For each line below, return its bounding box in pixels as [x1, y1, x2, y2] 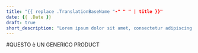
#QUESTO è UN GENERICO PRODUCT [6, 41, 100, 48]
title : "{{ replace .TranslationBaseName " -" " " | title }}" [6, 8, 163, 15]
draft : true [6, 19, 36, 25]
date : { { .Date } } [6, 14, 52, 20]
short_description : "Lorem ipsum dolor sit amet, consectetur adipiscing [6, 25, 193, 31]
